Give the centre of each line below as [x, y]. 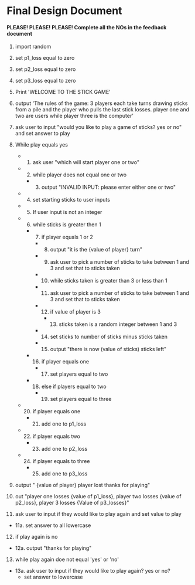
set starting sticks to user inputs [71, 200]
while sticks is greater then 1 [67, 225]
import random [33, 47]
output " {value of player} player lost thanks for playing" [83, 485]
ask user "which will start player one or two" [86, 162]
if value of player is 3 [76, 312]
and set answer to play [42, 134]
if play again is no [36, 537]
